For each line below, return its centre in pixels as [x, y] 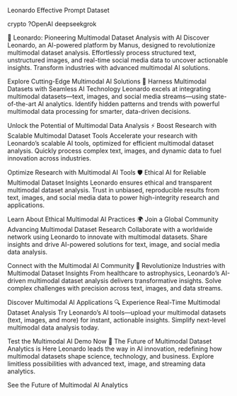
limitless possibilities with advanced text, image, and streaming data [106, 364]
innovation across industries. [50, 158]
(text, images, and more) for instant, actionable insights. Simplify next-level [117, 320]
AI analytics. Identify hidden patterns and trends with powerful [129, 104]
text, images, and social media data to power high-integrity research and [113, 198]
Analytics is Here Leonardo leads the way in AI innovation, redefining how [115, 349]
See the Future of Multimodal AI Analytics [68, 385]
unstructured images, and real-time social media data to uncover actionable [118, 60]
